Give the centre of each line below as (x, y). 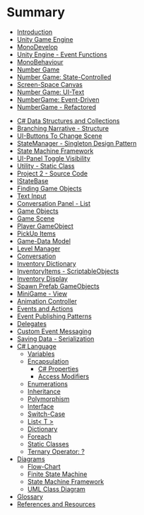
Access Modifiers (64, 376)
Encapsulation (48, 361)
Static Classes (48, 444)
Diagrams (31, 459)
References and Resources (56, 504)
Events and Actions (45, 308)
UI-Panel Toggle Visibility (54, 158)
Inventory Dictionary (47, 263)
